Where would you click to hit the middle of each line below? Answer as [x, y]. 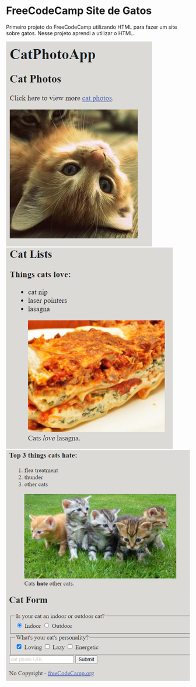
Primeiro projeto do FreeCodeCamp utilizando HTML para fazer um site [92, 27]
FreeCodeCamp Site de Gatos [79, 11]
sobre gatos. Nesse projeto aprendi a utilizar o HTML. [70, 33]
